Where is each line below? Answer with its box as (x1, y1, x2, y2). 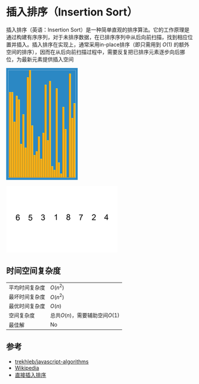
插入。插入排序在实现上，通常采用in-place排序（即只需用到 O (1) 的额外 (16, 41, 190, 48)
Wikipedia (14, 364, 40, 371)
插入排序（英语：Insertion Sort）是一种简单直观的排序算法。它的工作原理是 (6, 26, 190, 33)
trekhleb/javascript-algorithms (14, 358, 89, 365)
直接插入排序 (14, 371, 46, 378)
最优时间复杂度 (8, 303, 46, 309)
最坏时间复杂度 (8, 293, 46, 300)
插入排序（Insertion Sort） (6, 5, 138, 19)
